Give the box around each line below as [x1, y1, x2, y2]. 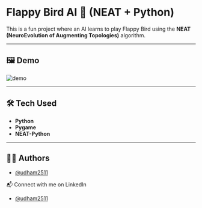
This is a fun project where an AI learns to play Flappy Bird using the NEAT [6, 25, 191, 32]
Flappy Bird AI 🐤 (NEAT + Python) [6, 5, 174, 19]
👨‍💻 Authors [6, 153, 50, 163]
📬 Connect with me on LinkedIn [6, 181, 87, 188]
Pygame [14, 123, 37, 131]
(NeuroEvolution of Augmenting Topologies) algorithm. [6, 31, 146, 38]
